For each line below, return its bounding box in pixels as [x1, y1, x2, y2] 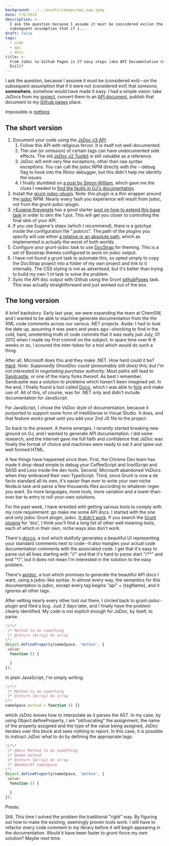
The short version [5, 123, 62, 132]
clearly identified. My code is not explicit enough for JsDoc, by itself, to [5, 608, 153, 614]
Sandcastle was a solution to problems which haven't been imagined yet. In [5, 378, 162, 384]
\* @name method [7, 753, 42, 758]
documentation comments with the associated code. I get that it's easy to [5, 545, 157, 552]
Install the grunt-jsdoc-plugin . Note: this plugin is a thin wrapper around [12, 190, 161, 196]
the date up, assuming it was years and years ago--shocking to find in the [5, 326, 158, 332]
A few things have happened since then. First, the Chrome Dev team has [5, 456, 155, 462]
